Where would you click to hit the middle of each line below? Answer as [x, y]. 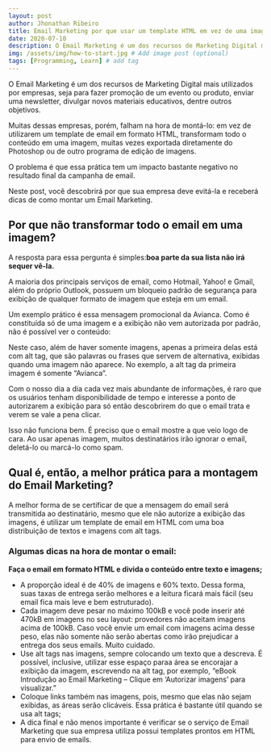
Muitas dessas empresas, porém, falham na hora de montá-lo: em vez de [130, 125]
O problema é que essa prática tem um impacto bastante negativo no [123, 167]
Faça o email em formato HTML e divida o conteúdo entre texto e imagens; [135, 569]
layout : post [30, 16]
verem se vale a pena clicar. [55, 414]
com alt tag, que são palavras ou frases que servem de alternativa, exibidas [134, 356]
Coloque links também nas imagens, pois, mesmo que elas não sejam [135, 696]
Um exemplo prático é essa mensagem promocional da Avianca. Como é [129, 314]
